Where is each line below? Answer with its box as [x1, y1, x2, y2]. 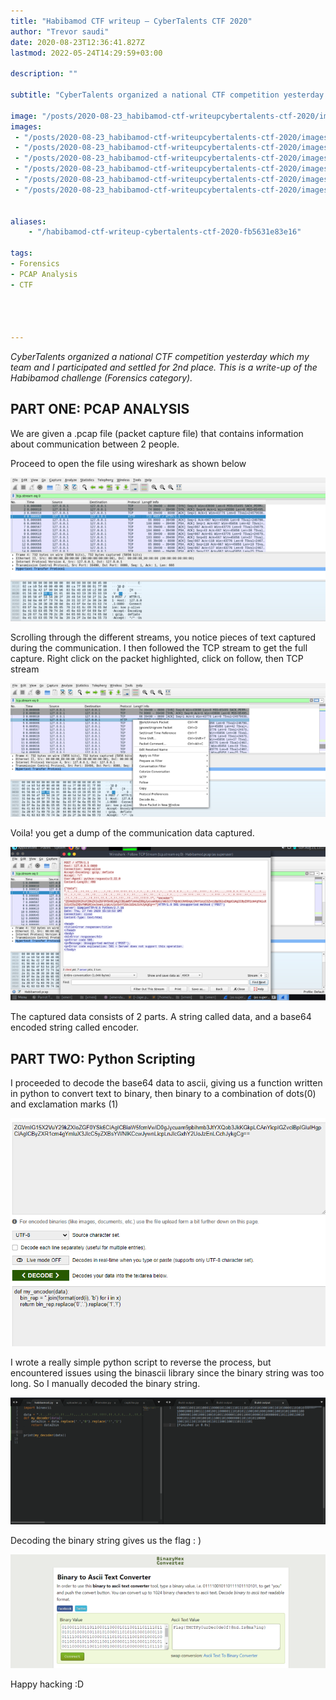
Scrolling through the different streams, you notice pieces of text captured [10, 631, 317, 644]
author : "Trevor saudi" [10, 26, 110, 37]
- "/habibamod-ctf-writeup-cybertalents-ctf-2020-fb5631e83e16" [28, 227, 302, 237]
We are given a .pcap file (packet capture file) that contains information [10, 427, 304, 439]
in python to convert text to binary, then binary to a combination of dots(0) [10, 1088, 317, 1100]
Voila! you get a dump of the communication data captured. [10, 826, 255, 839]
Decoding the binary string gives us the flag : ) [10, 1535, 202, 1547]
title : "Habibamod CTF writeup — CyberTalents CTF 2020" [10, 16, 253, 26]
